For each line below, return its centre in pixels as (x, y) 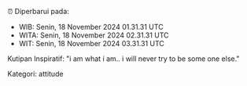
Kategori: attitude (35, 74)
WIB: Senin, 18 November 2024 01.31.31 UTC (91, 27)
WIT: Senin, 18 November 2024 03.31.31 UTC (91, 43)
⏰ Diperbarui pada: (39, 11)
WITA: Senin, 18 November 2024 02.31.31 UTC (94, 35)
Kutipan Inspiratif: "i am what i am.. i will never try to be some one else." (124, 59)
